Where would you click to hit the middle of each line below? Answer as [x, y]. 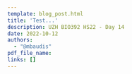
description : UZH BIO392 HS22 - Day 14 [66, 27]
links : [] [22, 60]
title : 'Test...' [33, 20]
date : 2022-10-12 [33, 33]
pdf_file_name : [30, 54]
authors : [20, 40]
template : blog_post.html [45, 14]
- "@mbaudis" [33, 47]
